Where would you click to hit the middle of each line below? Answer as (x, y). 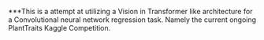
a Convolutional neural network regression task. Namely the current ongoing (132, 20)
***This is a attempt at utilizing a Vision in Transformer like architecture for (130, 11)
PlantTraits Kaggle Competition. (59, 28)
